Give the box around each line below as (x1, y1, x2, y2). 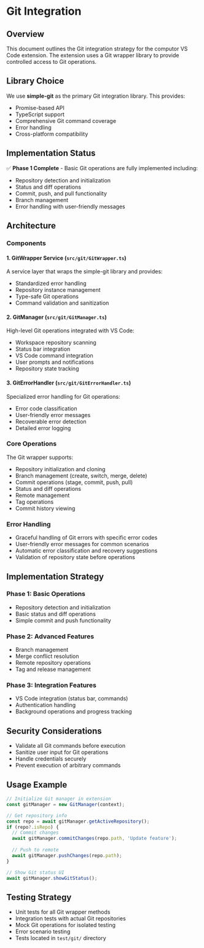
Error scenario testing (15, 928, 71, 935)
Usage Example (6, 779, 68, 790)
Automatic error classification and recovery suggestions (15, 547, 158, 554)
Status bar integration (15, 345, 71, 353)
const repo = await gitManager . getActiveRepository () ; (6, 818, 150, 825)
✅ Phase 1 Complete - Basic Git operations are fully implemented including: (6, 164, 198, 171)
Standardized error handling (15, 280, 87, 287)
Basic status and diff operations (15, 610, 96, 617)
